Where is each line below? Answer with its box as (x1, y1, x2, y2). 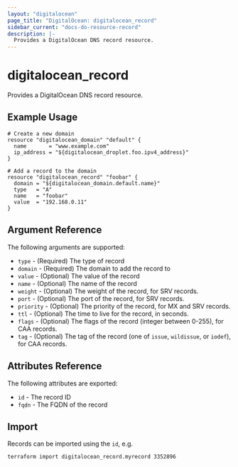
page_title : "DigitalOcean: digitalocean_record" (7, 17, 158, 24)
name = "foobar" (13, 192, 69, 199)
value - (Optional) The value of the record (17, 271, 140, 280)
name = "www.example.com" (13, 143, 110, 150)
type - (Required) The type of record (17, 256, 125, 265)
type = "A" (13, 186, 53, 193)
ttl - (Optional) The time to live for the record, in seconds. (17, 309, 190, 318)
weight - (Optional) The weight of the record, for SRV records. (17, 287, 199, 295)
